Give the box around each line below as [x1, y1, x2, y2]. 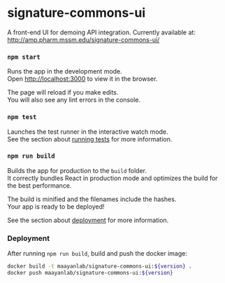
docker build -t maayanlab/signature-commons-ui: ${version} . [7, 263, 192, 270]
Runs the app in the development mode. [7, 67, 122, 76]
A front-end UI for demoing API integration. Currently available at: [7, 28, 196, 36]
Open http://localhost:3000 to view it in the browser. [7, 75, 158, 83]
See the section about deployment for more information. [7, 216, 169, 224]
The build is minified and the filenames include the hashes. [7, 195, 177, 203]
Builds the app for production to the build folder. [7, 166, 147, 174]
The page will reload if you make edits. [7, 88, 119, 97]
